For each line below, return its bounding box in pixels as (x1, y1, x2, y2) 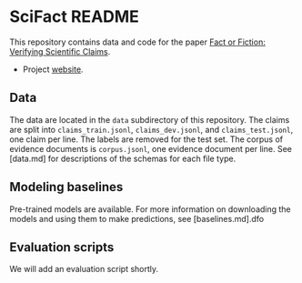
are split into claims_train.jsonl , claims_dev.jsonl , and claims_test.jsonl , (9, 124, 294, 135)
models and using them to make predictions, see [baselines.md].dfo (9, 213, 265, 224)
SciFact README (9, 6, 139, 27)
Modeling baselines (9, 179, 124, 195)
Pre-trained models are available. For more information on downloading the (9, 203, 291, 215)
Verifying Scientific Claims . (9, 45, 111, 56)
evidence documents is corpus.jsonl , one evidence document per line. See (9, 143, 293, 154)
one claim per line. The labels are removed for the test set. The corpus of (9, 134, 284, 145)
